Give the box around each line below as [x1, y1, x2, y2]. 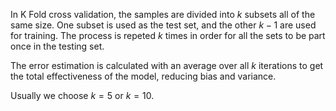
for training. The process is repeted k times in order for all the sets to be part [10, 30, 326, 41]
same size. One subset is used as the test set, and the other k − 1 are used [10, 19, 317, 31]
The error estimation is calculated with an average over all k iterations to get [10, 60, 324, 71]
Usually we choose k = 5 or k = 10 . [10, 90, 155, 101]
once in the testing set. [10, 40, 105, 52]
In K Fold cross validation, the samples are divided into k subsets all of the [10, 9, 316, 20]
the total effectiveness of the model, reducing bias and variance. [10, 70, 277, 82]
